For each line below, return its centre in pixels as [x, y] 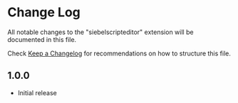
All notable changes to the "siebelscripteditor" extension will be [100, 32]
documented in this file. [42, 39]
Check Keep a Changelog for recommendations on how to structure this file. [119, 53]
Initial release [37, 92]
